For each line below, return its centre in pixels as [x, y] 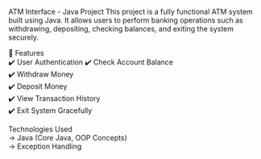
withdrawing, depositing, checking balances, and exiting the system [121, 29]
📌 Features [26, 53]
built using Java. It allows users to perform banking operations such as [126, 20]
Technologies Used [40, 129]
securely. [23, 37]
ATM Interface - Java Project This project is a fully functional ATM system [131, 12]
